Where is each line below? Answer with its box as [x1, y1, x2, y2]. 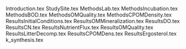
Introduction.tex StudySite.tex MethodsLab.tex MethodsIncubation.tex [5, 5, 178, 12]
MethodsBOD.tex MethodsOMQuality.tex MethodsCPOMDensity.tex [5, 11, 172, 18]
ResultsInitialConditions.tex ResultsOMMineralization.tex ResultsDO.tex [5, 18, 180, 24]
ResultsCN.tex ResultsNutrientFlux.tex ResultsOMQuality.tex [5, 24, 154, 31]
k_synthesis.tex [5, 37, 44, 43]
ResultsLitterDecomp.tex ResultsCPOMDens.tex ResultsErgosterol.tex [5, 30, 177, 37]
